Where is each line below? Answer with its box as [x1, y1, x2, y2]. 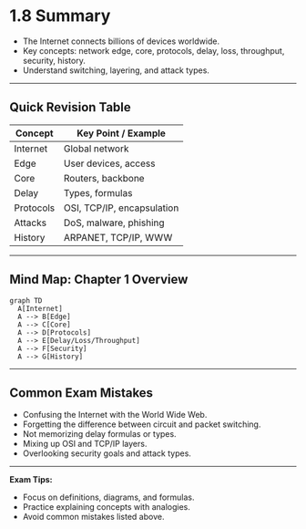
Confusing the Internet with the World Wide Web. [22, 410, 208, 420]
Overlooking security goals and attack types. [22, 448, 191, 459]
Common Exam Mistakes [9, 385, 153, 400]
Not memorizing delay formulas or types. [22, 429, 177, 440]
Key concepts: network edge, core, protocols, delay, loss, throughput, [22, 45, 285, 56]
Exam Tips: [9, 474, 53, 485]
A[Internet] [17, 304, 64, 313]
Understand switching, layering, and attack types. [22, 65, 209, 76]
